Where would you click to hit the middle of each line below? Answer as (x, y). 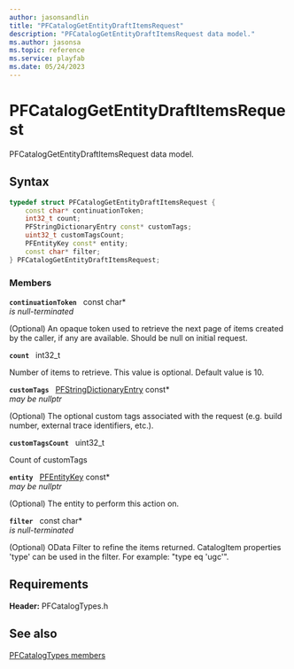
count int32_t (35, 354)
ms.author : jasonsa (45, 42)
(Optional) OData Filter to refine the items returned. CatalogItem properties (145, 547)
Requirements (49, 584)
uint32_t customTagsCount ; (75, 236)
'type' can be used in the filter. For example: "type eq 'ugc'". (119, 556)
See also (33, 634)
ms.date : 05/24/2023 (47, 67)
